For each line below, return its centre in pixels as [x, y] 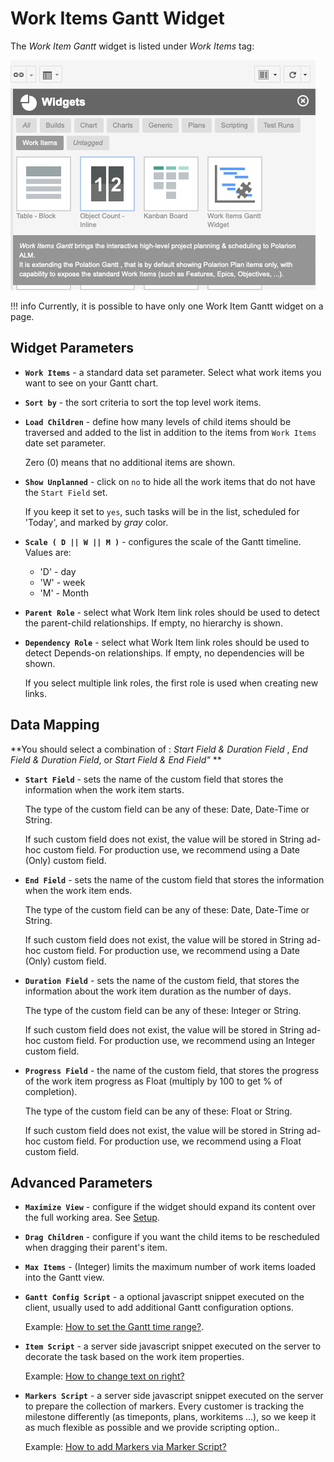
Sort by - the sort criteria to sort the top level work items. [143, 402]
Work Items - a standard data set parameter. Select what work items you [173, 372]
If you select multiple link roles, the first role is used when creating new [171, 683]
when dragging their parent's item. [96, 1248]
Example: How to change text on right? [104, 1376]
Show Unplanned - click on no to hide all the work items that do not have [170, 481]
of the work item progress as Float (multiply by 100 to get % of [153, 1081]
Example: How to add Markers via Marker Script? [125, 1447]
